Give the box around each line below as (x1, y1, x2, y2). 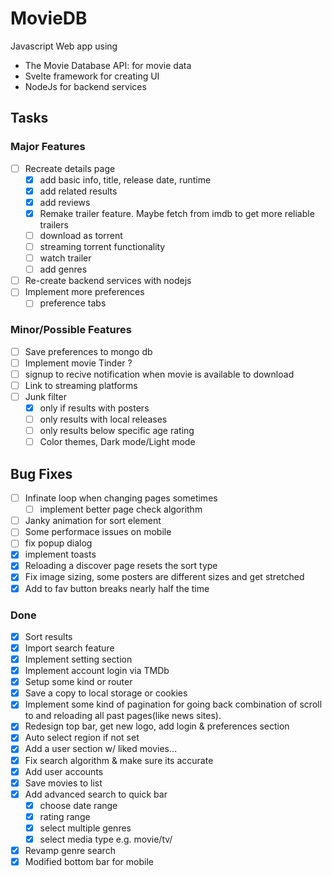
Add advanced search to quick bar (24, 788, 168, 800)
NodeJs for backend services (24, 80, 147, 92)
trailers (39, 218, 69, 231)
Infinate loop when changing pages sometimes (24, 492, 218, 504)
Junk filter (24, 390, 67, 402)
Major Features (10, 140, 86, 154)
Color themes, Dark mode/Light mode (39, 436, 196, 448)
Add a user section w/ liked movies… (24, 743, 178, 755)
